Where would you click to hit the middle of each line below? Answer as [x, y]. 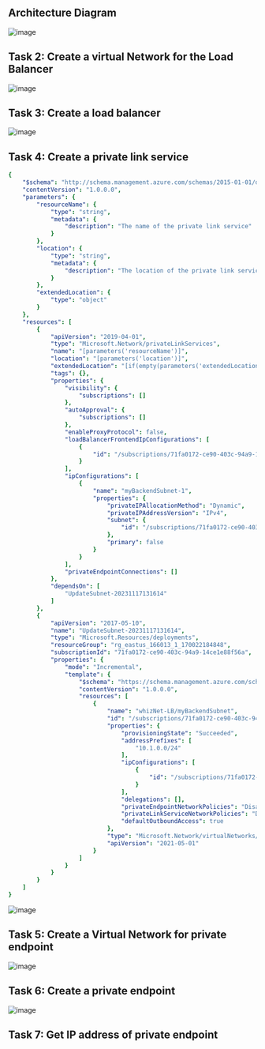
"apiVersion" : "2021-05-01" [153, 843]
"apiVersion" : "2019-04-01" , [98, 337]
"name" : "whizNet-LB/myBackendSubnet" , [172, 711]
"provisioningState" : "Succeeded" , [179, 733]
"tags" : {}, [70, 373]
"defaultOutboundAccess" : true [172, 822]
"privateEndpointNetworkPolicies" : [179, 806]
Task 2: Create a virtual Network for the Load [121, 57]
